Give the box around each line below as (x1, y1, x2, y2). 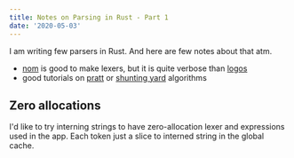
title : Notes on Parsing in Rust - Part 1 (9, 12, 169, 22)
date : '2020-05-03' (9, 21, 82, 30)
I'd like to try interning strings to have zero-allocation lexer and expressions (9, 122, 285, 132)
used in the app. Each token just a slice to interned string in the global (9, 130, 265, 142)
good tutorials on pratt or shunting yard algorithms (21, 72, 207, 83)
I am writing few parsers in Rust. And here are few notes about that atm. (9, 45, 273, 56)
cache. (9, 140, 35, 151)
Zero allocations (9, 98, 101, 113)
